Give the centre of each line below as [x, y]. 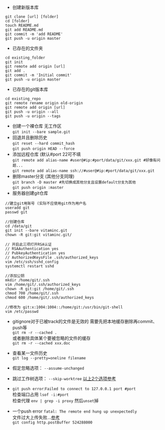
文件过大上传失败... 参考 [36, 417]
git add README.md [24, 30]
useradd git [17, 208]
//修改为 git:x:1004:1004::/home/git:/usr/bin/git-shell [64, 307]
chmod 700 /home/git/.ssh [32, 293]
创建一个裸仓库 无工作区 [37, 126]
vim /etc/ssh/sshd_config [32, 262]
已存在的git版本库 [30, 89]
